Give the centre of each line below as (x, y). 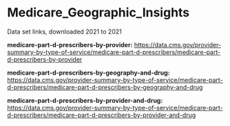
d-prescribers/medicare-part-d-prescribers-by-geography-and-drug (105, 87)
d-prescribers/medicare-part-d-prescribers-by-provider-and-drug (102, 115)
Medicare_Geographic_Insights (98, 13)
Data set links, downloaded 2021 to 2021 (64, 32)
